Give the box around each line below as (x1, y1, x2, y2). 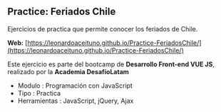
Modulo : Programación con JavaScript (17, 81, 133, 90)
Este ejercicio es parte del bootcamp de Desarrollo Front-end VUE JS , (7, 60, 215, 68)
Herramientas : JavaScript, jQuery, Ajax (17, 96, 134, 105)
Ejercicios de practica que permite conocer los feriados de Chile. (7, 24, 198, 33)
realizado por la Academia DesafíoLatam (7, 67, 130, 76)
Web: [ (7, 39, 28, 47)
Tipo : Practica (17, 88, 61, 97)
